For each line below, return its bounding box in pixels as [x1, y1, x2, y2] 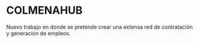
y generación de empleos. [6, 29, 71, 36]
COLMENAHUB [6, 4, 83, 17]
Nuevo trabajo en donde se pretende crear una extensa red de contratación [6, 23, 193, 30]
